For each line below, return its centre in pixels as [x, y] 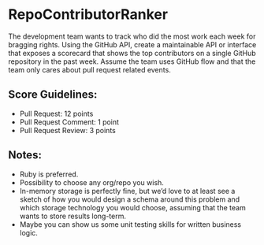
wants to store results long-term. [73, 216]
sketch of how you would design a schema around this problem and [130, 199]
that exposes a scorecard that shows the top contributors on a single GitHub [132, 53]
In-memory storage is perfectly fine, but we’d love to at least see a [127, 191]
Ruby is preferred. [49, 174]
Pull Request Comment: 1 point [69, 122]
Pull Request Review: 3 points [67, 130]
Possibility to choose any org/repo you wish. [91, 182]
